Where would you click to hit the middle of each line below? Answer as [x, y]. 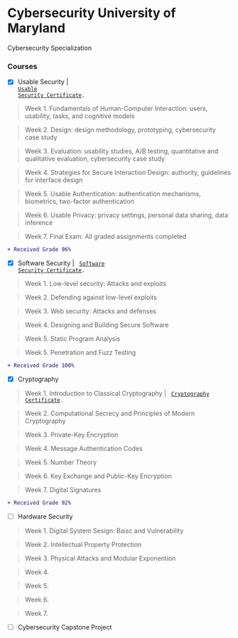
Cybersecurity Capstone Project [65, 627]
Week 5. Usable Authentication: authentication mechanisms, [113, 194]
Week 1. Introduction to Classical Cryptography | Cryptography [117, 393]
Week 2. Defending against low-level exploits [91, 297]
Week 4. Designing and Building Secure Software [97, 325]
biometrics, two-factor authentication [80, 201]
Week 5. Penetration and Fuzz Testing [80, 353]
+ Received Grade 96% [39, 250]
